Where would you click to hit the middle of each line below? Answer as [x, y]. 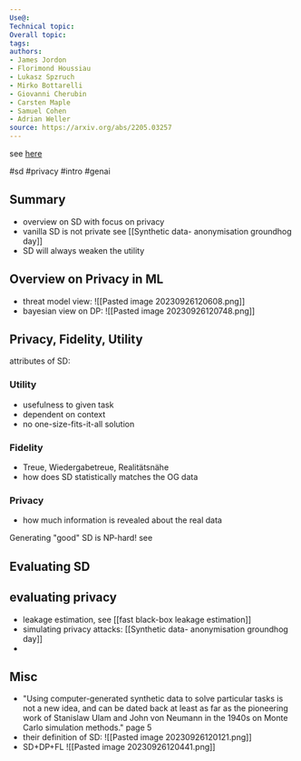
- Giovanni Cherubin [49, 94]
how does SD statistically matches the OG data [110, 477]
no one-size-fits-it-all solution [78, 424]
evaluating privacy [63, 598]
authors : [26, 52]
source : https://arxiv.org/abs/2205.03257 [91, 128]
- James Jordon [38, 60]
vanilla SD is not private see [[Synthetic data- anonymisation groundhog [157, 231]
